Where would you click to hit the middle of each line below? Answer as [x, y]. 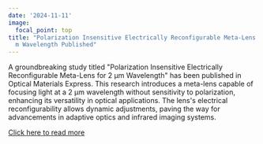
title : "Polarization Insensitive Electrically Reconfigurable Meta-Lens [132, 37]
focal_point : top [44, 30]
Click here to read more [47, 133]
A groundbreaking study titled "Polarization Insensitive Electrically [116, 67]
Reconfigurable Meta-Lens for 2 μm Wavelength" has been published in [125, 76]
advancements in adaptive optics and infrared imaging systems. [113, 117]
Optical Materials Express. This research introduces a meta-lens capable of [131, 84]
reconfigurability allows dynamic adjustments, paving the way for [114, 109]
